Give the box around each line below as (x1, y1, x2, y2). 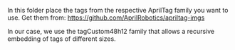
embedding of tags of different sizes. (7, 35, 116, 43)
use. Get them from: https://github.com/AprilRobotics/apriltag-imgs (7, 13, 205, 22)
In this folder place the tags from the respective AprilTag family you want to (7, 6, 229, 14)
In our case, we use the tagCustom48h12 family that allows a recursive (7, 27, 215, 35)
